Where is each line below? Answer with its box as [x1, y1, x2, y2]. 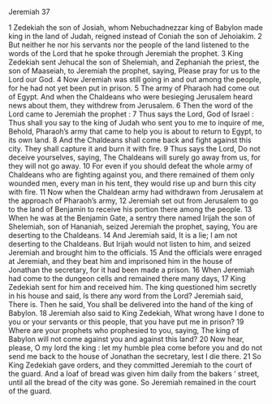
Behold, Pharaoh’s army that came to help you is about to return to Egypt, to [8, 126, 262, 136]
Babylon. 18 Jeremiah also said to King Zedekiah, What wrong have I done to [8, 309, 265, 318]
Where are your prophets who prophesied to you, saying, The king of [8, 326, 240, 335]
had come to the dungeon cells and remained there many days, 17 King [8, 274, 246, 283]
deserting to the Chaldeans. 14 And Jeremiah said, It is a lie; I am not [8, 231, 238, 239]
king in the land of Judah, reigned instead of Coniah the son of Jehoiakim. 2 [8, 32, 262, 41]
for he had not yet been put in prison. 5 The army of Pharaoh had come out [8, 83, 260, 93]
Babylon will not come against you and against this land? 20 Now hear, [8, 334, 245, 344]
